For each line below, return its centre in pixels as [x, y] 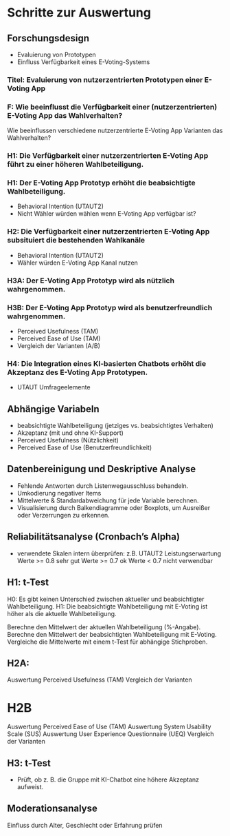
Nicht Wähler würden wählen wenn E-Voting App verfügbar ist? [107, 214]
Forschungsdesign [48, 38]
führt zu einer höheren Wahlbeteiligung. [76, 165]
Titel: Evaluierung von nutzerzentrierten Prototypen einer [105, 79]
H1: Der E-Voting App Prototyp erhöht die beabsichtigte [101, 183]
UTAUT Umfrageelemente [54, 387]
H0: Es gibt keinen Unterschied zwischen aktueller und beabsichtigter [106, 599]
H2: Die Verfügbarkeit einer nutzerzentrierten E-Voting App [108, 232]
